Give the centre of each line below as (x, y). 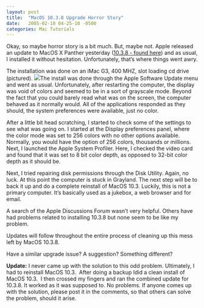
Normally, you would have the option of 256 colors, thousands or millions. (99, 142)
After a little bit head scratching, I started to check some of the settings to (99, 123)
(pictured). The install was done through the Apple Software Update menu (102, 78)
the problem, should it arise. (41, 298)
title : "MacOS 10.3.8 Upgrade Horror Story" (65, 18)
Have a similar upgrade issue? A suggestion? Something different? (90, 254)
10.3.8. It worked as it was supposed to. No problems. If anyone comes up (99, 285)
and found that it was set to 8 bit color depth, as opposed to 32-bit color (97, 155)
